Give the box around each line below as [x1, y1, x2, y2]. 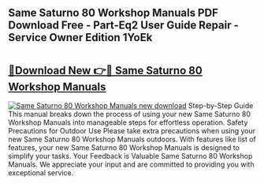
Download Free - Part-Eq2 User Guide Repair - [8, 19, 239, 32]
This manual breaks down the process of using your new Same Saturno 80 [8, 110, 251, 118]
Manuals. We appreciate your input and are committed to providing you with [8, 160, 255, 169]
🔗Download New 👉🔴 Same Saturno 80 [8, 63, 203, 77]
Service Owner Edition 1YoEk [8, 31, 153, 44]
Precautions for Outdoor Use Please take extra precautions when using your [8, 126, 256, 135]
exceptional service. [8, 168, 74, 177]
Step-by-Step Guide [188, 101, 254, 110]
